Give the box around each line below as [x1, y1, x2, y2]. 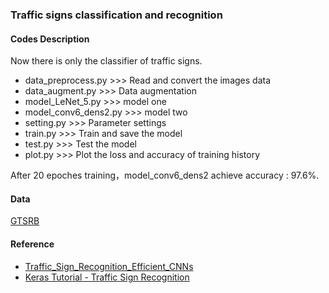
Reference [10, 238, 55, 250]
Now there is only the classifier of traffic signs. [10, 55, 203, 67]
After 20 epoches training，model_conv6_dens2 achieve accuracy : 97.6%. [10, 169, 320, 182]
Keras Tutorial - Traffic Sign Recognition [24, 271, 190, 283]
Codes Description [10, 33, 90, 45]
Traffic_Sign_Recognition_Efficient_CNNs [24, 260, 194, 272]
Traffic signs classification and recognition [10, 8, 223, 22]
